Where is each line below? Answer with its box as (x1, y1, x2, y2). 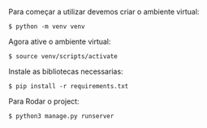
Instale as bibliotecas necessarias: (8, 66, 123, 76)
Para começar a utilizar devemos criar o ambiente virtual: (8, 7, 200, 16)
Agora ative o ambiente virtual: (8, 36, 111, 46)
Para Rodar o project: (8, 96, 80, 106)
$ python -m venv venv (8, 23, 85, 31)
